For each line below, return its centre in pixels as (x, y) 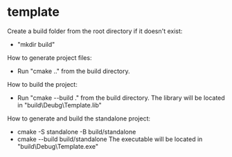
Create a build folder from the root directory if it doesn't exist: (95, 31)
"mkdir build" (36, 44)
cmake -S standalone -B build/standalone (77, 132)
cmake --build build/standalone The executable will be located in (110, 139)
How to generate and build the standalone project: (79, 118)
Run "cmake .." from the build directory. (73, 71)
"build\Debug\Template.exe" (58, 146)
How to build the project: (42, 84)
